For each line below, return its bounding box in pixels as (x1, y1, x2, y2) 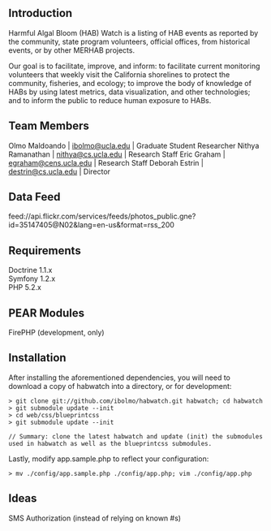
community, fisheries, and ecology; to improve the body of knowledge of (8, 78, 252, 88)
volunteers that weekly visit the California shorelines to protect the (8, 69, 230, 80)
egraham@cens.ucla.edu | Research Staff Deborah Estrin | (8, 158, 204, 167)
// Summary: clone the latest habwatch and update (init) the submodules (8, 432, 264, 441)
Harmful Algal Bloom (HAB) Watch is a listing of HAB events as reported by (8, 28, 259, 37)
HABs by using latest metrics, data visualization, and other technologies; (8, 87, 251, 97)
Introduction (8, 6, 73, 20)
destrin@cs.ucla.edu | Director (8, 166, 111, 176)
